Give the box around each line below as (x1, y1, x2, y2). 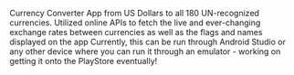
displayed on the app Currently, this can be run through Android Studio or (9, 36, 286, 47)
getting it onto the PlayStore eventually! (9, 56, 158, 66)
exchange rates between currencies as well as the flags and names (9, 27, 263, 37)
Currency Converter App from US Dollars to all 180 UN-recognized (9, 8, 260, 18)
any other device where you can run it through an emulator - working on (9, 46, 281, 57)
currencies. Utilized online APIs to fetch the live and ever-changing (9, 17, 261, 28)
